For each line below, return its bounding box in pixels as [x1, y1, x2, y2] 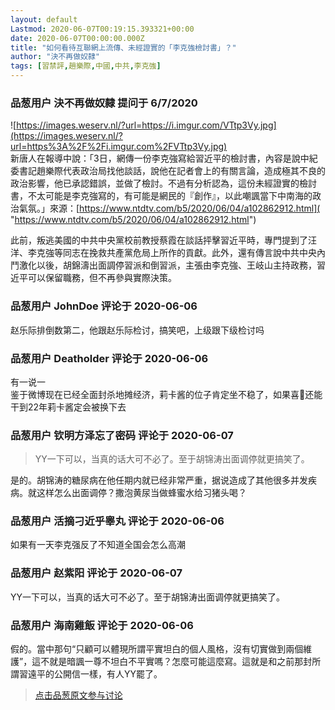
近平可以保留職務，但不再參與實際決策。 [10, 272, 177, 284]
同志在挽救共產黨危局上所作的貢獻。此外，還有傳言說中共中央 [62, 247, 317, 259]
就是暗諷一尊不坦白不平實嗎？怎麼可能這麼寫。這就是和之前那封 [49, 656, 313, 668]
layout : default [10, 14, 78, 25]
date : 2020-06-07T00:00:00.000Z [10, 33, 145, 43]
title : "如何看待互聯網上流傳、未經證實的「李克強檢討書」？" [10, 42, 237, 53]
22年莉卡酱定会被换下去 [27, 401, 127, 413]
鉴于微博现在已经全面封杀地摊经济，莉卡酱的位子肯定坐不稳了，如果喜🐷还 [10, 388, 315, 400]
